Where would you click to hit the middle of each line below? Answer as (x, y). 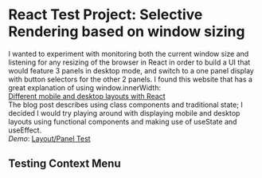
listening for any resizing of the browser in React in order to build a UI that (129, 62)
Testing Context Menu (65, 164)
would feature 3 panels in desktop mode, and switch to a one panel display (131, 70)
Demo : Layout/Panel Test (49, 138)
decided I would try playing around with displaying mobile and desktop (124, 113)
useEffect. (25, 130)
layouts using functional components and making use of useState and (123, 121)
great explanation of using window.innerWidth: (85, 87)
